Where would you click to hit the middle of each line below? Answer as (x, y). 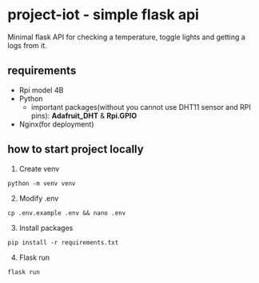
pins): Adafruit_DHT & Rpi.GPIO (84, 115)
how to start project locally (76, 150)
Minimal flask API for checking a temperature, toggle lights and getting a (126, 37)
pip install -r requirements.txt (63, 242)
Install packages (46, 228)
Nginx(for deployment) (56, 124)
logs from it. (27, 45)
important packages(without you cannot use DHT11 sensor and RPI (141, 107)
